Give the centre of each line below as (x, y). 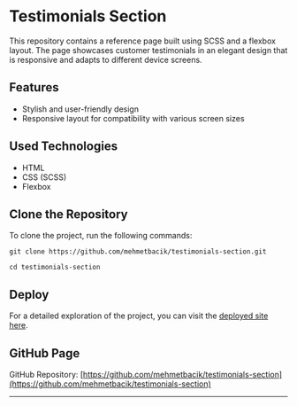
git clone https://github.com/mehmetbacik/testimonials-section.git (138, 252)
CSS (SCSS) (44, 177)
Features (34, 87)
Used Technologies (63, 147)
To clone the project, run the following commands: (101, 236)
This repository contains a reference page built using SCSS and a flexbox (143, 41)
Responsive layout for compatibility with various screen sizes (133, 118)
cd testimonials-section (55, 268)
